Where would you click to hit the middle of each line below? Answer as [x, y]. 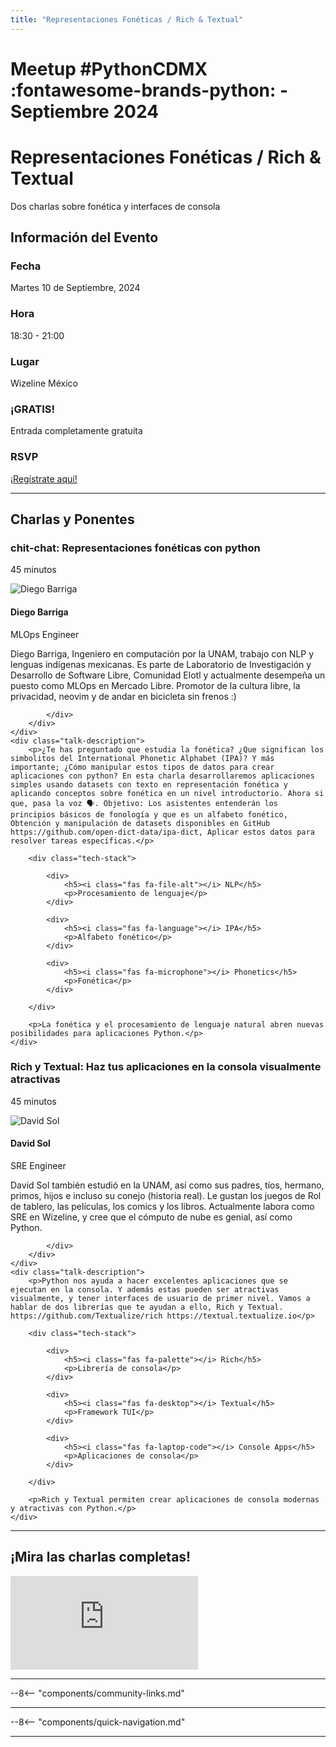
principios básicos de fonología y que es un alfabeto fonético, [149, 814]
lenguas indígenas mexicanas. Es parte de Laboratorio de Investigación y [161, 664]
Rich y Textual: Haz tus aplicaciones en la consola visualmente [166, 1067]
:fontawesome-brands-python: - [149, 90]
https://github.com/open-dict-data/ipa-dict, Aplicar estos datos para [162, 832]
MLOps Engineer [45, 634]
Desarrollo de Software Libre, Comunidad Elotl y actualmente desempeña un [168, 675]
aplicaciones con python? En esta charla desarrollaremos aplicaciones [162, 776]
